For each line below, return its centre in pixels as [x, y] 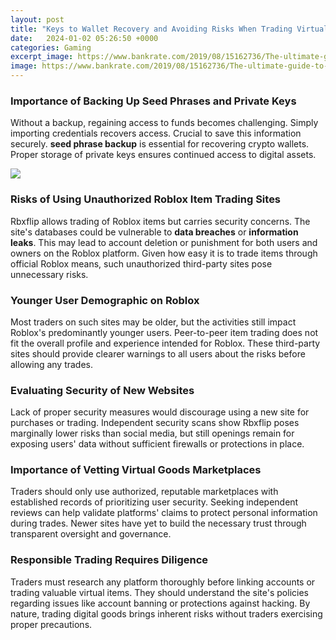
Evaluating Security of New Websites [102, 390]
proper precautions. [51, 624]
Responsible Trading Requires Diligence [109, 560]
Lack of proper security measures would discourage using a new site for [160, 412]
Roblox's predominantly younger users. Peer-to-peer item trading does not [164, 332]
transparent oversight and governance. [91, 534]
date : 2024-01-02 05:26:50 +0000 [84, 38]
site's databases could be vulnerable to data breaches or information [154, 232]
